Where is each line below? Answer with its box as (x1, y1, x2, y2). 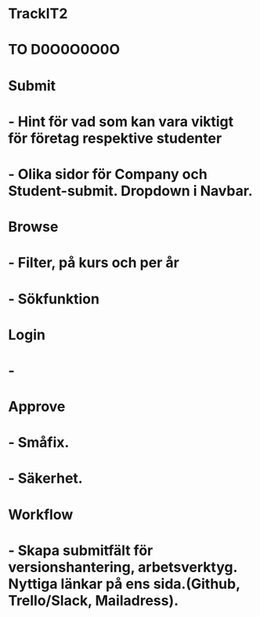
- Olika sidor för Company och (8, 165, 208, 183)
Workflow (8, 505, 74, 523)
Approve (8, 398, 66, 416)
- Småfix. (8, 434, 70, 452)
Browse (8, 218, 59, 236)
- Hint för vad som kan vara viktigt (8, 112, 234, 130)
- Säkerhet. (8, 469, 84, 487)
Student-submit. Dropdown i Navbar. (8, 182, 253, 200)
